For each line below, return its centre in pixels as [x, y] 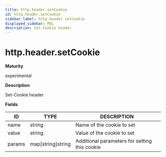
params [17, 144]
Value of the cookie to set [105, 133]
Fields [12, 105]
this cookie [88, 147]
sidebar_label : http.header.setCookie [45, 19]
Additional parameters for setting [114, 141]
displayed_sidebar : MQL [30, 23]
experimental [19, 76]
